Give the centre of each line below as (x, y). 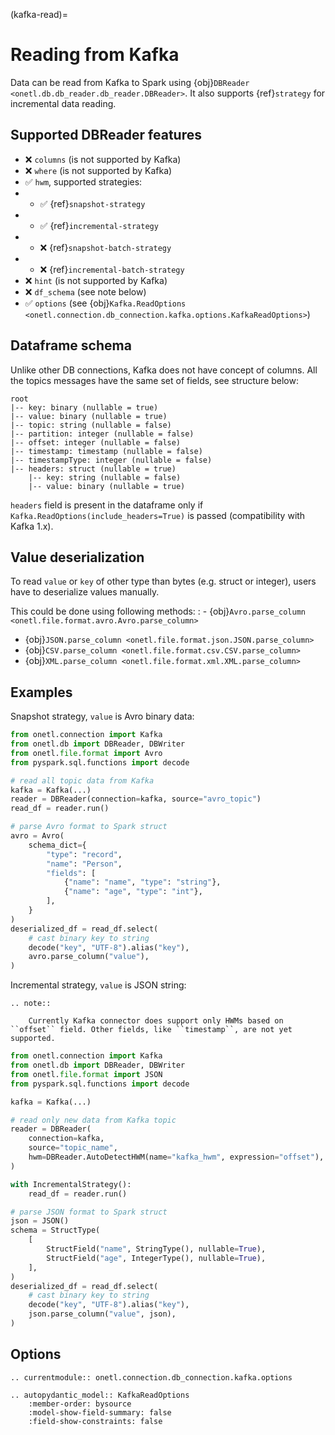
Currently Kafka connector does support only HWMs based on (156, 1021)
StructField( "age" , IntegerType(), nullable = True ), (156, 1258)
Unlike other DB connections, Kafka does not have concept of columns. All (164, 370)
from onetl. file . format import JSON (86, 1074)
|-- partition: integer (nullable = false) (102, 434)
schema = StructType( (55, 1230)
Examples (41, 692)
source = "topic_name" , (73, 1148)
